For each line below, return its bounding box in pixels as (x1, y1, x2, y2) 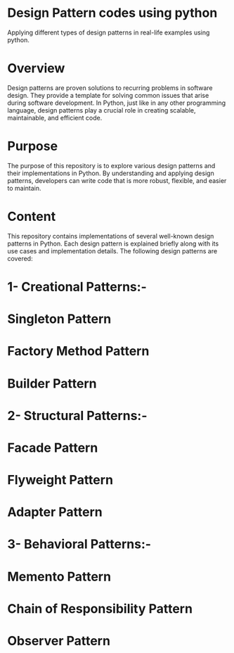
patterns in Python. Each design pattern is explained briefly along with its (7, 239, 219, 248)
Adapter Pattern (7, 505, 103, 520)
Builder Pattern (7, 375, 97, 391)
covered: (7, 254, 33, 262)
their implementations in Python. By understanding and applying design (7, 169, 214, 177)
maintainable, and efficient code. (7, 113, 103, 122)
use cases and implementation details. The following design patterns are (7, 246, 218, 255)
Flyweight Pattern (7, 472, 114, 488)
